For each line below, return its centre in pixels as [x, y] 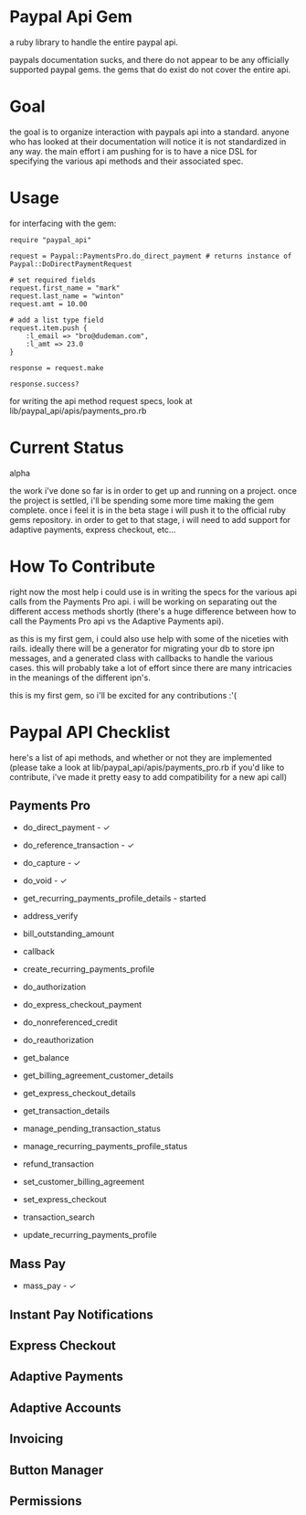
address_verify [50, 916]
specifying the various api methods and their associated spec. [127, 161]
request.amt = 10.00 [49, 304]
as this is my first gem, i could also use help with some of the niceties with [149, 638]
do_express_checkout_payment [82, 1005]
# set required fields [53, 280]
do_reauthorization [58, 1040]
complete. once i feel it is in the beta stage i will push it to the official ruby [148, 510]
